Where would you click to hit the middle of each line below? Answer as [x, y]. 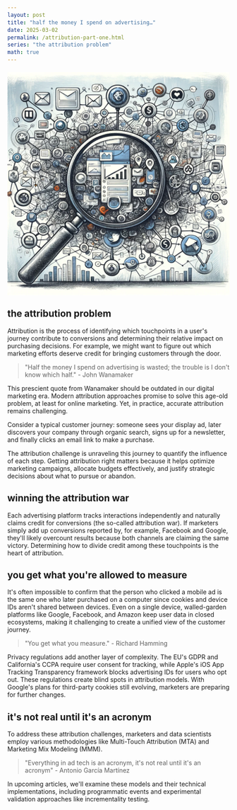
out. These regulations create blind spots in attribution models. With [106, 680]
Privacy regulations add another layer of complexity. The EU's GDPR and [113, 657]
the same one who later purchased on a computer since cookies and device [117, 600]
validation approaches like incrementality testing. [79, 799]
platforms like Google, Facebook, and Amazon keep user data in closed [111, 615]
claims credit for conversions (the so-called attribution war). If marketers [113, 523]
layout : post [26, 15]
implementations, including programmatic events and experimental [104, 792]
